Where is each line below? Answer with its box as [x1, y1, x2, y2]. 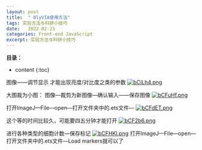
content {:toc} [14, 66, 50, 73]
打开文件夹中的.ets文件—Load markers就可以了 [6, 137, 124, 145]
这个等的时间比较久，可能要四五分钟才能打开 [6, 117, 118, 124]
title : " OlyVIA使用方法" [6, 14, 71, 20]
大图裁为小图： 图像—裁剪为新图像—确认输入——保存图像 [6, 92, 151, 98]
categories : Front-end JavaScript [6, 31, 93, 37]
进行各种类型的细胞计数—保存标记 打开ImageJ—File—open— [6, 130, 197, 137]
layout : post [6, 8, 39, 15]
